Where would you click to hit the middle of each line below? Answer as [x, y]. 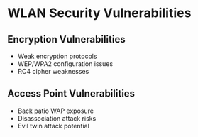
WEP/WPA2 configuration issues [65, 64]
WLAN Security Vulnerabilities [99, 13]
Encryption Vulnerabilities [66, 39]
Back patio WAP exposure [56, 111]
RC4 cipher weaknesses [53, 71]
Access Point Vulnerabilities [71, 94]
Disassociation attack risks [57, 118]
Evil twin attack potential [54, 126]
